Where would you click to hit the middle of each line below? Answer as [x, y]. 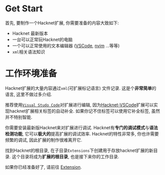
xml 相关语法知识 [29, 52]
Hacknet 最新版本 [30, 33]
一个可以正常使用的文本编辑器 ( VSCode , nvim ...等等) [66, 45]
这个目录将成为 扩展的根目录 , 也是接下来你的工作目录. [65, 156]
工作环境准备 [31, 74]
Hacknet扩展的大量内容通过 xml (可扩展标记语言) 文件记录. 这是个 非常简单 [79, 88]
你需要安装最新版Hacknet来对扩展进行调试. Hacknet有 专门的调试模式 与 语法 [82, 127]
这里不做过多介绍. [34, 94]
